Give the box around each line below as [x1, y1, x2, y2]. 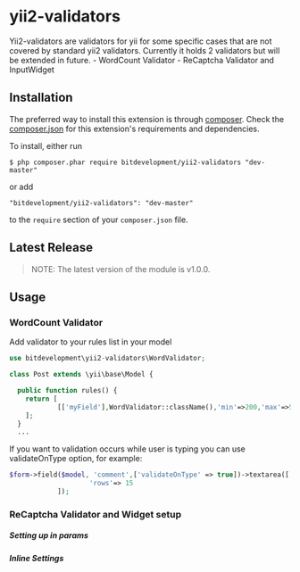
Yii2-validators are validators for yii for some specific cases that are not [9, 36, 272, 46]
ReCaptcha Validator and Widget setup [9, 508, 181, 520]
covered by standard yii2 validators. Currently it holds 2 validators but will [9, 45, 280, 55]
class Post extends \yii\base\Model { [9, 370, 154, 379]
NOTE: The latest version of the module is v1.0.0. [30, 263, 211, 274]
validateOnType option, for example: [9, 453, 143, 464]
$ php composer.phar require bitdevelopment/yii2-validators [9, 158, 242, 167]
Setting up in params [9, 530, 89, 541]
